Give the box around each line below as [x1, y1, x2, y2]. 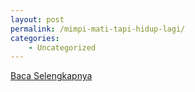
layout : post [10, 14, 65, 25]
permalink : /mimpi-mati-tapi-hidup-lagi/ [10, 24, 186, 34]
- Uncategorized [28, 42, 97, 53]
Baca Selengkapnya [10, 70, 93, 82]
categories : [10, 33, 60, 43]
